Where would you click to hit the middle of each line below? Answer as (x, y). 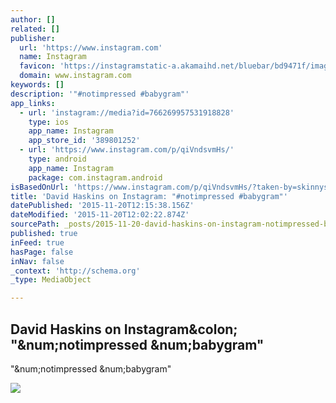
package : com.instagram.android (95, 177)
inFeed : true (37, 242)
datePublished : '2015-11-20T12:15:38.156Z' (102, 206)
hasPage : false (42, 252)
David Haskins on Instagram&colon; (124, 329)
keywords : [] (37, 85)
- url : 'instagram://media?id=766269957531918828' (127, 112)
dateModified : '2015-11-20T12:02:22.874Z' (100, 215)
